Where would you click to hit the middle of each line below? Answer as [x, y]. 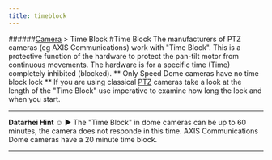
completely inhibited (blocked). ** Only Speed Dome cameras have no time [134, 73]
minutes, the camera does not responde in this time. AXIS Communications [134, 131]
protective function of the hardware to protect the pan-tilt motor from [124, 56]
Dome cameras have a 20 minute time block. [83, 139]
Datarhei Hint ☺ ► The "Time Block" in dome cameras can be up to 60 [127, 122]
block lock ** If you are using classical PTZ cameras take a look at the [125, 82]
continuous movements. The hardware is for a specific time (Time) [119, 65]
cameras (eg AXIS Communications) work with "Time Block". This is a [125, 47]
